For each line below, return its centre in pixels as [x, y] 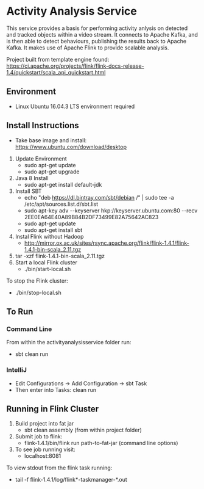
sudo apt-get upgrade [52, 172]
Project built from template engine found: [58, 59]
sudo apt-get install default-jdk [63, 184]
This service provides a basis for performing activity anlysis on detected [97, 28]
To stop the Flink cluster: [37, 281]
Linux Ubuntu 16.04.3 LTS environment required [75, 106]
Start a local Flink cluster [46, 262]
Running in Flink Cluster [53, 409]
